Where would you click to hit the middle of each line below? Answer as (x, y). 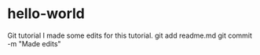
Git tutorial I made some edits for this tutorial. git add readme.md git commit (130, 35)
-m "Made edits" (34, 43)
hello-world (46, 14)
